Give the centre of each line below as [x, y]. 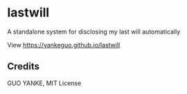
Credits [24, 67]
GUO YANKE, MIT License [44, 83]
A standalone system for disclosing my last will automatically [94, 32]
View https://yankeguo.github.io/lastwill [64, 45]
